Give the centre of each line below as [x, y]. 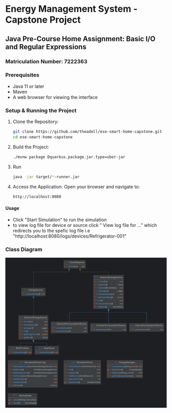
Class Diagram [24, 249]
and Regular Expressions [46, 47]
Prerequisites [22, 75]
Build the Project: [31, 147]
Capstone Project [43, 20]
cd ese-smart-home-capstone [42, 137]
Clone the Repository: [36, 122]
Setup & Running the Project [41, 110]
